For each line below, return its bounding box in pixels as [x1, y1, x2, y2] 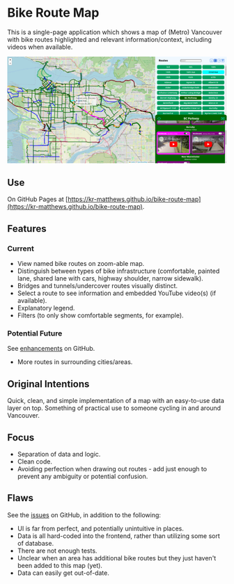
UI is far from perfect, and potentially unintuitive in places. [17, 524, 185, 532]
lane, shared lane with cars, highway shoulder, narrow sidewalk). [17, 274, 203, 283]
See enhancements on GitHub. [7, 345, 95, 353]
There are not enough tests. [17, 546, 97, 555]
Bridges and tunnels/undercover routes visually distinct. [17, 282, 178, 290]
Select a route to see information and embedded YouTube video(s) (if [17, 289, 217, 297]
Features [7, 223, 47, 235]
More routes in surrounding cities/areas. [17, 358, 133, 366]
